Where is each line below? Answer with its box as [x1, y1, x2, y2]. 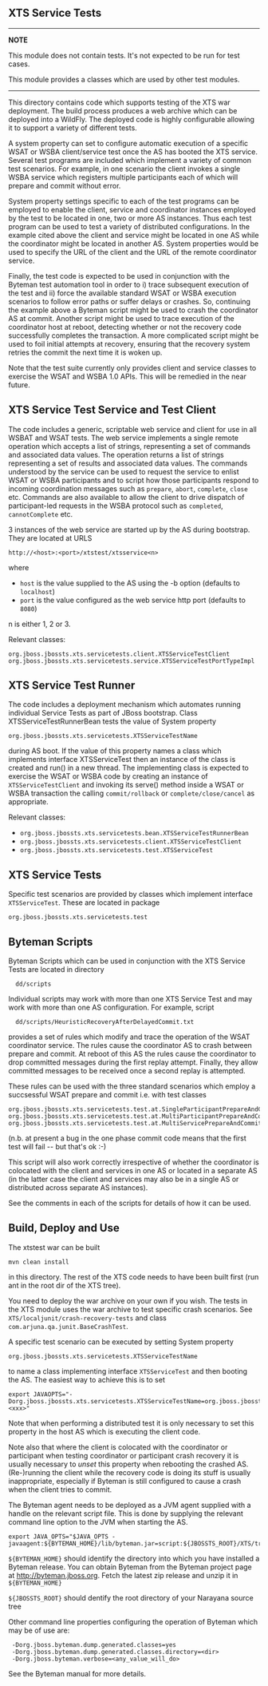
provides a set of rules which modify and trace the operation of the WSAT [8, 1032, 250, 1041]
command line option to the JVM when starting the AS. [8, 1517, 189, 1526]
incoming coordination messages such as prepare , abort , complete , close [8, 483, 249, 494]
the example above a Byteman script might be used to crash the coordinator [8, 305, 258, 315]
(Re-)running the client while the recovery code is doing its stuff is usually [8, 1467, 251, 1477]
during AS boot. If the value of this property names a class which [8, 746, 222, 756]
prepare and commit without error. [8, 181, 121, 190]
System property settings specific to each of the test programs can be [8, 196, 239, 206]
